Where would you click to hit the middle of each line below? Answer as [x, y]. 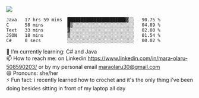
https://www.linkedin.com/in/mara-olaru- [138, 58]
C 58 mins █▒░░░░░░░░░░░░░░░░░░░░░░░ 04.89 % [83, 25]
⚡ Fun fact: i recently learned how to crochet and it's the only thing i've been [99, 80]
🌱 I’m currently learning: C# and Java [52, 52]
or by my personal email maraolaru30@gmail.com [99, 67]
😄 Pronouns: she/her [32, 73]
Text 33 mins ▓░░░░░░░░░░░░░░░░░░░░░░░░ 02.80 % [83, 30]
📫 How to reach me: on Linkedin [46, 58]
